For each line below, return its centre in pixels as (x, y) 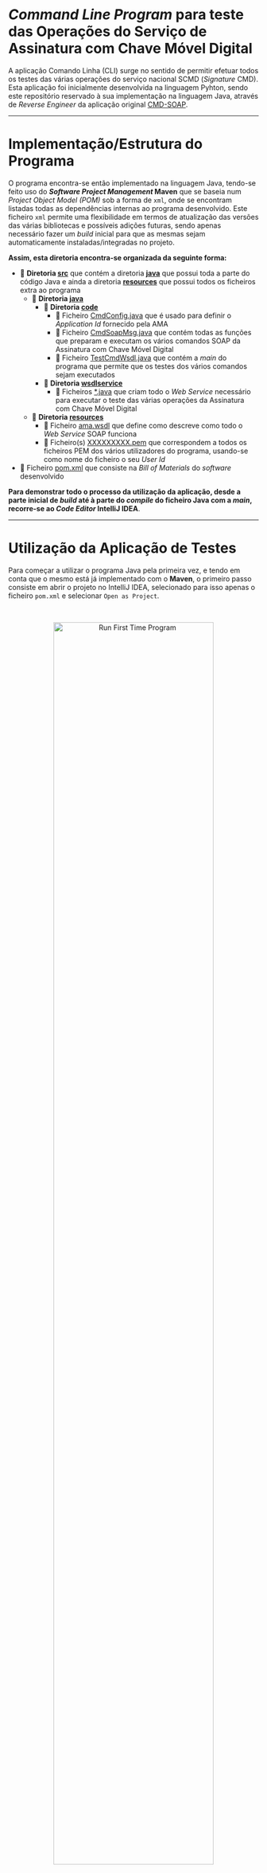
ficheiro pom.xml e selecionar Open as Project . (84, 596)
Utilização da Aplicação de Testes (122, 548)
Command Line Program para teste (126, 15)
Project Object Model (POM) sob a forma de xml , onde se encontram (120, 200)
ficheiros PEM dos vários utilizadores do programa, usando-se (146, 451)
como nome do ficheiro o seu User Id (104, 459)
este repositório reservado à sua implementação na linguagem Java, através (133, 96)
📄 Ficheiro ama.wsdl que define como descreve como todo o (143, 425)
